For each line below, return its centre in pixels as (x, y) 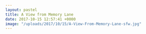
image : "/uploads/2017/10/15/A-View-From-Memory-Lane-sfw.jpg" (74, 24)
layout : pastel (21, 10)
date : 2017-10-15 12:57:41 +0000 (41, 19)
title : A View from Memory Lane (39, 14)
